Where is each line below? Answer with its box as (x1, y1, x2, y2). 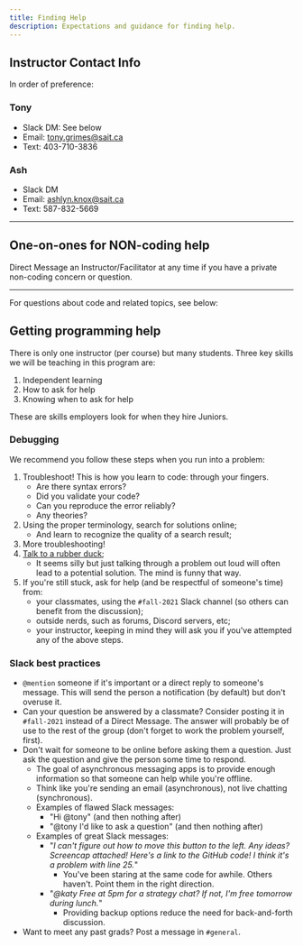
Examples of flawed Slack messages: (35, 802, 175, 813)
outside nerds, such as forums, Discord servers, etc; (35, 615, 232, 626)
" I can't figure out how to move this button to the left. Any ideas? (49, 840, 290, 851)
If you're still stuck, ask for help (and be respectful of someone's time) (22, 576, 284, 587)
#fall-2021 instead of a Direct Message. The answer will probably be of (22, 716, 289, 727)
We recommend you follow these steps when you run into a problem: (9, 454, 266, 464)
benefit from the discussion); (35, 605, 144, 616)
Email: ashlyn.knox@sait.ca (22, 193, 124, 204)
